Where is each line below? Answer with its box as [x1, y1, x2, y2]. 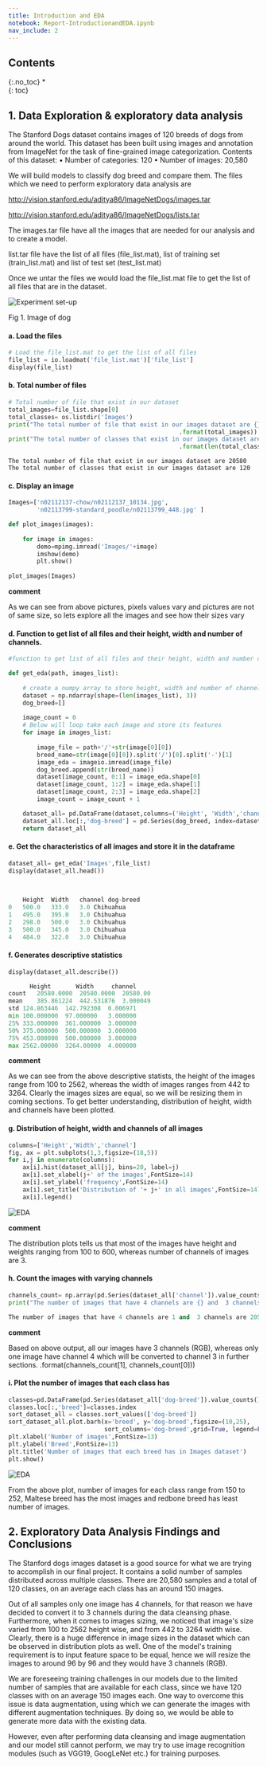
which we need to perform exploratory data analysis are [8, 179, 192, 188]
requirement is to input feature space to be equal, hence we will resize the [8, 1650, 251, 1660]
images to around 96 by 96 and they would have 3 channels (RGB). [8, 1658, 228, 1668]
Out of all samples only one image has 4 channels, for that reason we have [8, 1599, 253, 1609]
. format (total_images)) [178, 428, 258, 436]
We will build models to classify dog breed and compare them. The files [8, 171, 243, 180]
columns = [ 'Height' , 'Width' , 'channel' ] [8, 1141, 137, 1149]
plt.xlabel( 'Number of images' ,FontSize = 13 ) [8, 1433, 158, 1441]
